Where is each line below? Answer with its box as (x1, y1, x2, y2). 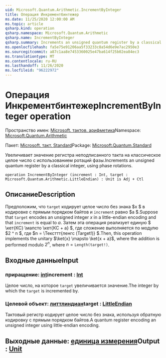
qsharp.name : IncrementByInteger (5, 36, 75, 41)
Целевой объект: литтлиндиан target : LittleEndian (5, 300, 132, 307)
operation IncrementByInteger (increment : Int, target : (5, 172, 128, 177)
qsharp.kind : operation (5, 26, 55, 31)
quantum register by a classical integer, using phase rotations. (5, 162, 133, 168)
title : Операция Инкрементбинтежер (5, 12, 79, 17)
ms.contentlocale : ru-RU (5, 59, 57, 64)
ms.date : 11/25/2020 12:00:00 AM (5, 17, 75, 22)
